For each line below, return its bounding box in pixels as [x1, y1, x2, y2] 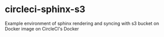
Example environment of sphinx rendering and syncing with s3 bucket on [5, 20, 159, 26]
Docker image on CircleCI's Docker [5, 25, 79, 31]
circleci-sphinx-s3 [5, 4, 86, 15]
